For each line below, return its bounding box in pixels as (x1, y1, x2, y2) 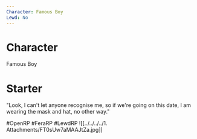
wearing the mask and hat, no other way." (6, 108, 110, 115)
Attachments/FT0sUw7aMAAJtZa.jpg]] (6, 126, 103, 134)
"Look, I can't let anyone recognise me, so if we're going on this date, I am (6, 102, 192, 109)
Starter (6, 82, 42, 95)
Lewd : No (6, 15, 28, 21)
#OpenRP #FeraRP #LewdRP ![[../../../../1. (6, 120, 108, 127)
